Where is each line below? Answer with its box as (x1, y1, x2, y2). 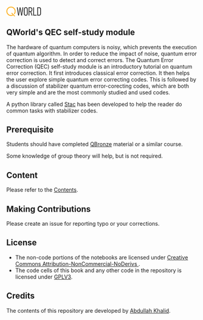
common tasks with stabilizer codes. (6, 106, 98, 114)
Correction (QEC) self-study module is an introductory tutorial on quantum (6, 63, 193, 70)
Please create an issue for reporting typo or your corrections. (6, 220, 160, 228)
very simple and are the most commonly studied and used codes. (6, 88, 170, 96)
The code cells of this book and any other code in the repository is (15, 266, 182, 274)
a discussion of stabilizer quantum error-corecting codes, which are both (6, 82, 190, 89)
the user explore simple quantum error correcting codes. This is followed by (6, 75, 196, 83)
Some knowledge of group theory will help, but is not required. (6, 152, 163, 160)
